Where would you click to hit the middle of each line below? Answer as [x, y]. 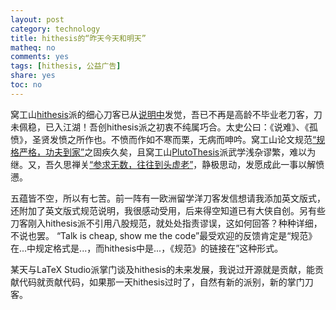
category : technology [55, 29]
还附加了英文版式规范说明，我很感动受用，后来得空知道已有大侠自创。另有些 [168, 210]
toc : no [26, 85]
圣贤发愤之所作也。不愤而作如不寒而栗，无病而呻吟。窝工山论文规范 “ [174, 139]
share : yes [33, 76]
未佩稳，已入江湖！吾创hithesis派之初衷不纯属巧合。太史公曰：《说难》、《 [160, 127]
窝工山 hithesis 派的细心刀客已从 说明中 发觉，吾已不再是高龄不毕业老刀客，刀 [166, 114]
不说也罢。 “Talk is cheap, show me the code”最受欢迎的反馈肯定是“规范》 [164, 235]
